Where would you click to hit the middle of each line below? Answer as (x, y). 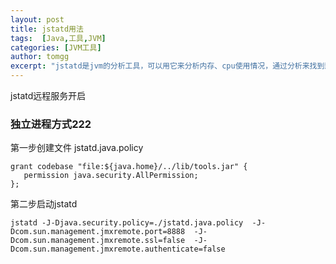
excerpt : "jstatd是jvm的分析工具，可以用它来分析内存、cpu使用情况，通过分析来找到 (167, 66)
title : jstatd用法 (47, 29)
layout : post (37, 19)
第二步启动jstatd (44, 204)
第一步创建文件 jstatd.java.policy (77, 148)
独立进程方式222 (51, 124)
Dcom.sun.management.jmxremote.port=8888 (98, 232)
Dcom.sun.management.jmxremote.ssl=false (98, 241)
